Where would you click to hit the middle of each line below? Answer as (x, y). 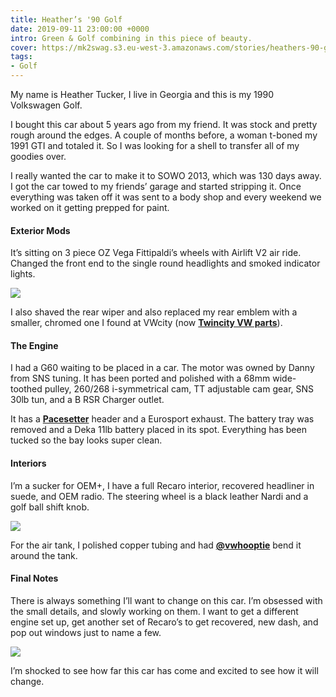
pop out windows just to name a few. (86, 632)
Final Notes (34, 578)
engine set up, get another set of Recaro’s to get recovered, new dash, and (164, 622)
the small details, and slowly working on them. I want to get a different (154, 611)
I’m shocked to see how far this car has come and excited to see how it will (164, 670)
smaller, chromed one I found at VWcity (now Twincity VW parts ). (146, 323)
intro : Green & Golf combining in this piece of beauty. (131, 38)
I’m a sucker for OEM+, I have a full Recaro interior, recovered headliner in (162, 485)
